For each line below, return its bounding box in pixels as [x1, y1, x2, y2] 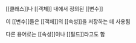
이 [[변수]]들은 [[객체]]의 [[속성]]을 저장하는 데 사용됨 [5, 18, 131, 25]
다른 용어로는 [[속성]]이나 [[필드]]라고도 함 [5, 30, 105, 38]
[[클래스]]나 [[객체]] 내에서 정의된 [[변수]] [5, 5, 103, 12]
